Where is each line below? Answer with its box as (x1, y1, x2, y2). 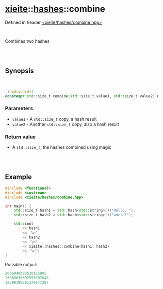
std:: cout (14, 222, 34, 226)
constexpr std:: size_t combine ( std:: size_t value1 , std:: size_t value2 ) (5, 94, 155, 98)
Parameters (5, 105, 33, 112)
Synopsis (5, 67, 34, 75)
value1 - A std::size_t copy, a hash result (12, 116, 97, 122)
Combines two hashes (5, 38, 50, 44)
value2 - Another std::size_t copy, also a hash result (12, 121, 119, 127)
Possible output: (5, 262, 38, 268)
